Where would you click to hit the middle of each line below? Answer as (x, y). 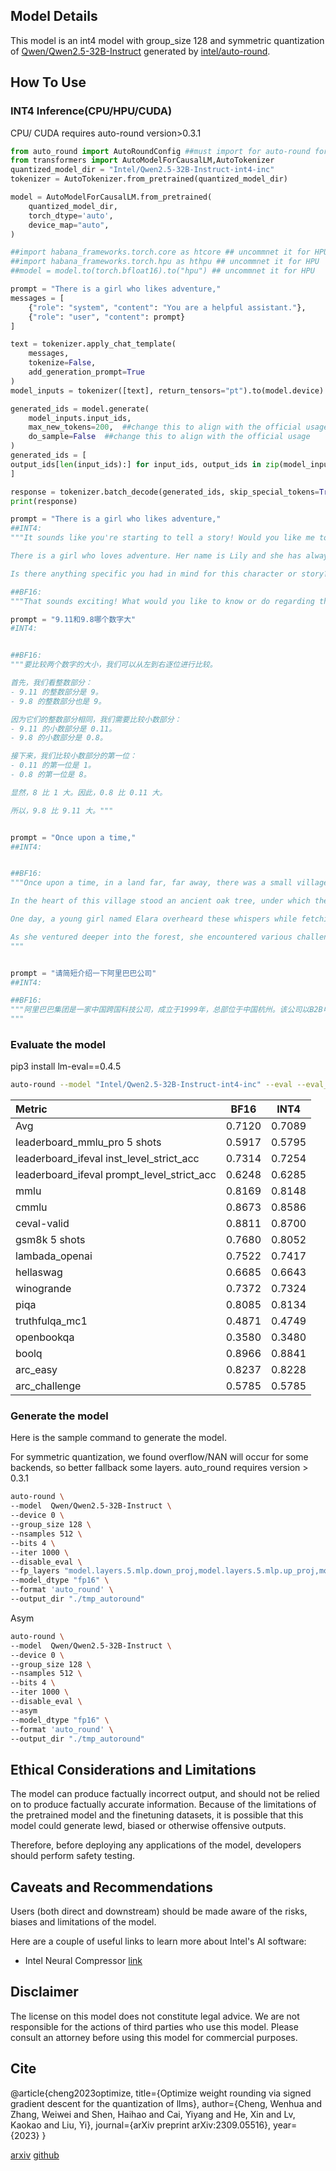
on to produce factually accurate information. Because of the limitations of (163, 1805)
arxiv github (35, 2155)
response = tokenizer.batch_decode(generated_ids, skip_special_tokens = (165, 492)
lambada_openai (54, 1256)
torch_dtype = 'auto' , (71, 215)
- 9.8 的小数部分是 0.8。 (59, 738)
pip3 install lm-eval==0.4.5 (66, 1066)
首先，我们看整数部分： (51, 683)
